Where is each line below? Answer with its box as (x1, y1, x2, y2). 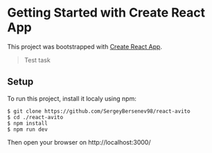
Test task (24, 55, 51, 64)
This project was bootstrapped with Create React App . (7, 42, 163, 51)
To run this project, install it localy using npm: (7, 94, 136, 102)
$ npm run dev (7, 126, 48, 133)
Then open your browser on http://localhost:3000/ (7, 138, 151, 146)
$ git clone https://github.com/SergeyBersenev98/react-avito (7, 107, 191, 115)
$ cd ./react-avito (7, 114, 64, 120)
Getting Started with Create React (7, 5, 206, 21)
